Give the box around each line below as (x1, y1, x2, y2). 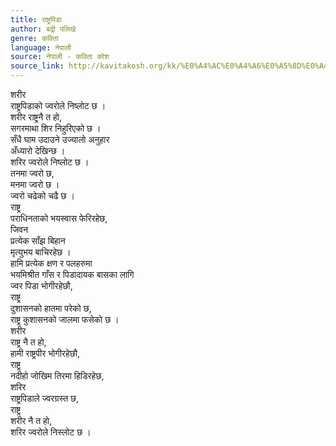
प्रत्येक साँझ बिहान (10, 235, 66, 246)
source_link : (10, 61, 65, 71)
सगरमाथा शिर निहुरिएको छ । (10, 122, 102, 134)
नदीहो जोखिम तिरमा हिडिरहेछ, (10, 370, 105, 381)
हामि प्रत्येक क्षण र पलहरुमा (10, 257, 93, 269)
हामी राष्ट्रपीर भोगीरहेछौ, (10, 347, 80, 359)
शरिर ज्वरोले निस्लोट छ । (10, 426, 92, 438)
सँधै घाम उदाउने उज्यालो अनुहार (10, 134, 110, 145)
